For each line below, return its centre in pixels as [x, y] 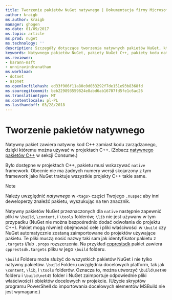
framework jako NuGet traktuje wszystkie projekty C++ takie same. [76, 176]
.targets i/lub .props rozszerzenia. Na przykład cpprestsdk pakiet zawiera [84, 244]
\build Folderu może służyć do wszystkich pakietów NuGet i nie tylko [79, 259]
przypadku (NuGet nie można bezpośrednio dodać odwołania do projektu [83, 222]
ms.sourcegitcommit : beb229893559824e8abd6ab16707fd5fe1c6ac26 [74, 91]
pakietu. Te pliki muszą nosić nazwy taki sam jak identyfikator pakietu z [81, 239]
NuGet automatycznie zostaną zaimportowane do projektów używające [81, 233]
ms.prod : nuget [21, 39]
